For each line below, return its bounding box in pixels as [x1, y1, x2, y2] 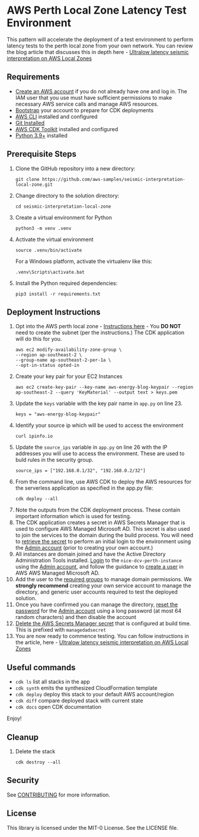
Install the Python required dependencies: [15, 280, 118, 287]
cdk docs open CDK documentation [15, 703, 102, 711]
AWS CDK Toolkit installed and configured [15, 125, 118, 132]
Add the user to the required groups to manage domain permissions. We [15, 576, 192, 583]
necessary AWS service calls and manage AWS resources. [15, 100, 159, 107]
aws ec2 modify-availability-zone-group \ [15, 347, 122, 353]
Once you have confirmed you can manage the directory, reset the [15, 601, 178, 608]
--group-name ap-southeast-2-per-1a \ [15, 357, 111, 363]
